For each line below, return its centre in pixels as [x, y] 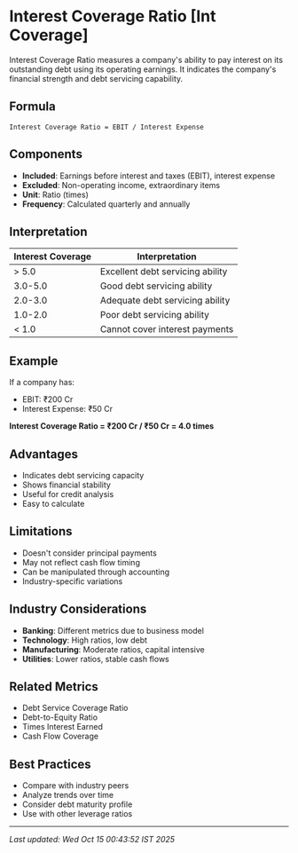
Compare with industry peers [75, 786]
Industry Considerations [78, 609]
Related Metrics [54, 687]
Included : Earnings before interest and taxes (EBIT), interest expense [149, 176]
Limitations [41, 531]
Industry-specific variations [72, 581]
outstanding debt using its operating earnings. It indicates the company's [143, 69]
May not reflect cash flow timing [81, 562]
